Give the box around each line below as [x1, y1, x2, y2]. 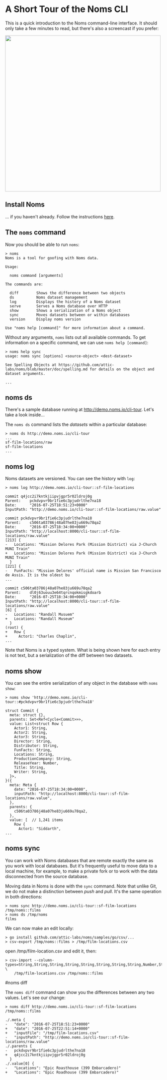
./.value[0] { [5, 1061, 35, 1066]
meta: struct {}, [9, 713, 46, 718]
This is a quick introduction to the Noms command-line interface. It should [5, 20, 158, 26]
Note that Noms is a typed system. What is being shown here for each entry [5, 647, 161, 653]
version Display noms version [9, 316, 81, 322]
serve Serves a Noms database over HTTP [9, 303, 108, 308]
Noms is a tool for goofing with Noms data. [5, 255, 99, 260]
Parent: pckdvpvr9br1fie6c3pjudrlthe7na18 [5, 498, 101, 503]
